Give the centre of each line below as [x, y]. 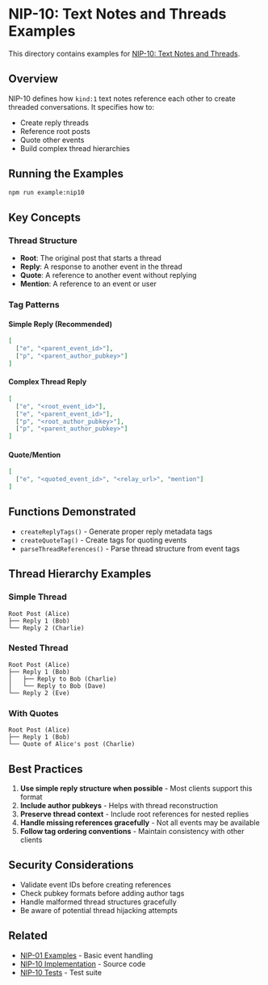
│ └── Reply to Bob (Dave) [57, 686]
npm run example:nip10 [46, 192]
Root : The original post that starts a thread [90, 258]
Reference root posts [55, 131]
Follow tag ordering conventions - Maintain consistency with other [132, 831]
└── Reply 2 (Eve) [39, 693]
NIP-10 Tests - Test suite [61, 972]
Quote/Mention [35, 455]
